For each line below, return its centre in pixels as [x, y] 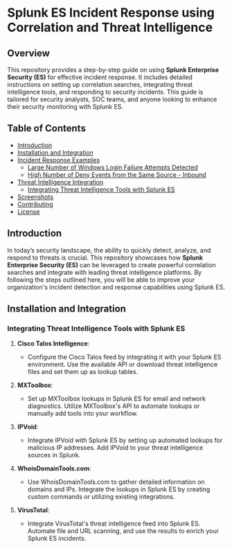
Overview [29, 53]
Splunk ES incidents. [57, 539]
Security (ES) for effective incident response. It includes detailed [100, 77]
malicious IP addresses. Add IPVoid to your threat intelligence [115, 448]
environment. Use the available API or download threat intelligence [123, 364]
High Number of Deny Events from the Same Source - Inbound [117, 174]
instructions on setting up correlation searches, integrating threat [100, 84]
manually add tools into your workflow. [83, 414]
